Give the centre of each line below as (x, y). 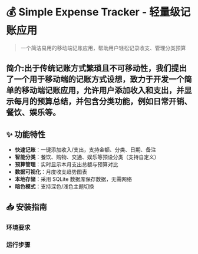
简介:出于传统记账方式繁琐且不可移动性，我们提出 (97, 68)
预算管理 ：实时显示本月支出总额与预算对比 (66, 164)
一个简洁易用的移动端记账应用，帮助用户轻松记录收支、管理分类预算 (103, 48)
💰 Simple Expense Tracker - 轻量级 (93, 12)
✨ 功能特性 (26, 134)
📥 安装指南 (27, 207)
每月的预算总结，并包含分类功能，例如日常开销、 (103, 102)
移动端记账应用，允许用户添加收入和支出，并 (103, 90)
